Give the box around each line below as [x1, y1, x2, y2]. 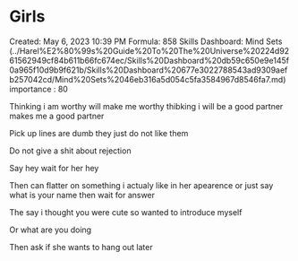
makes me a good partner [9, 110, 105, 121]
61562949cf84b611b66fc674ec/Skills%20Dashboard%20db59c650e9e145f [9, 55, 289, 65]
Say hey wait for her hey [9, 162, 99, 173]
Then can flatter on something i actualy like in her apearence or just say [9, 179, 274, 190]
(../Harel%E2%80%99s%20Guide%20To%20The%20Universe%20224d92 [9, 45, 290, 56]
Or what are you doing [9, 224, 92, 235]
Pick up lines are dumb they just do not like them [9, 127, 189, 138]
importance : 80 [9, 83, 69, 94]
